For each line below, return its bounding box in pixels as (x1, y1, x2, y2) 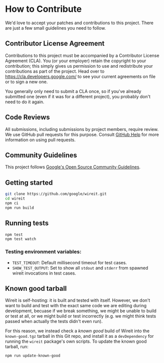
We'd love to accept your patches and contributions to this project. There (5, 20, 154, 26)
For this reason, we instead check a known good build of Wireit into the (5, 328, 150, 334)
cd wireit (5, 196, 26, 201)
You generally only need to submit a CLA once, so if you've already (5, 88, 141, 94)
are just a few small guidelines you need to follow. (5, 25, 106, 31)
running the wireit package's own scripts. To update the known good (5, 338, 147, 344)
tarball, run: (5, 344, 29, 350)
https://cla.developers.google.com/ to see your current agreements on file (5, 73, 156, 80)
